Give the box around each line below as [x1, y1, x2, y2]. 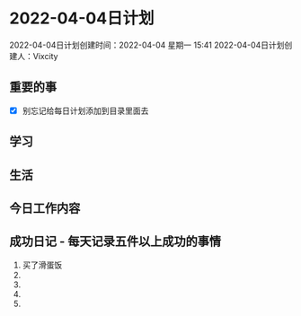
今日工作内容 [9, 200, 81, 215]
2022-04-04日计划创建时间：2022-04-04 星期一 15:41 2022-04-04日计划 [9, 39, 285, 50]
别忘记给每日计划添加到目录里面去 [22, 105, 149, 116]
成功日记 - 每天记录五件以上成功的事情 [9, 234, 222, 250]
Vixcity [32, 50, 58, 61]
